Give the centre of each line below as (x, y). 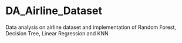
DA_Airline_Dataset (54, 11)
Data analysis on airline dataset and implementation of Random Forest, (91, 27)
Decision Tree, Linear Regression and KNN (57, 33)
